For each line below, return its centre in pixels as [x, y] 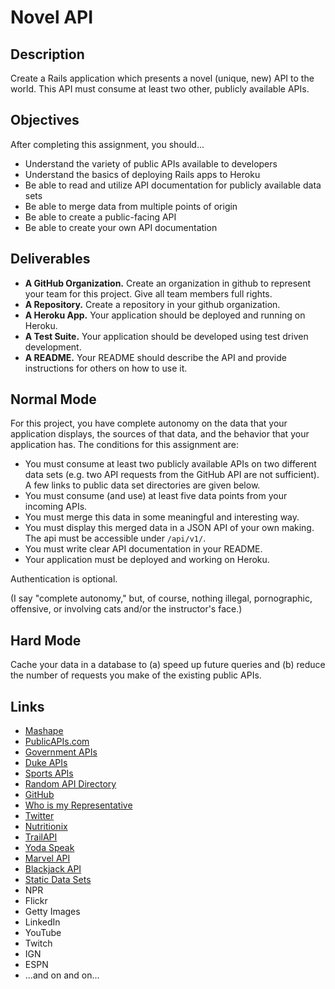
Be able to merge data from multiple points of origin [131, 206]
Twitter [39, 816]
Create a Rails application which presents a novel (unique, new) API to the [162, 78]
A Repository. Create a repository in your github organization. [152, 304]
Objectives [45, 120]
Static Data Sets [58, 880]
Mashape [44, 731]
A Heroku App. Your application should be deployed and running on [165, 315]
